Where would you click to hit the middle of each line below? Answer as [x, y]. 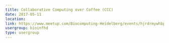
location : [16, 19]
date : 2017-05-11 [23, 14]
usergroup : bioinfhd [27, 28]
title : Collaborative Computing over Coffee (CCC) [59, 10]
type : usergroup [22, 33]
